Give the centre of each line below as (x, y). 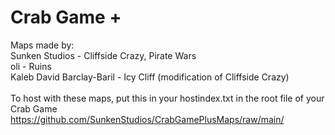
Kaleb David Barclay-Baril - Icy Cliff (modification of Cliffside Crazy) (150, 77)
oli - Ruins (31, 66)
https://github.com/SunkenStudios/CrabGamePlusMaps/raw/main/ (147, 119)
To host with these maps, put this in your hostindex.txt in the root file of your (167, 98)
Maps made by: (42, 45)
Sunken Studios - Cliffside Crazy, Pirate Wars (103, 55)
